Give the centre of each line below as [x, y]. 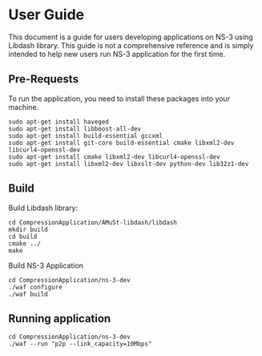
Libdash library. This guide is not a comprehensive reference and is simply [131, 45]
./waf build [28, 294]
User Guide [46, 15]
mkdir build [28, 229]
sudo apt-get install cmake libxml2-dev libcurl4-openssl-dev [114, 157]
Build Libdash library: [43, 208]
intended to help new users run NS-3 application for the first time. [117, 54]
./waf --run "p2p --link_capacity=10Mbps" [80, 344]
